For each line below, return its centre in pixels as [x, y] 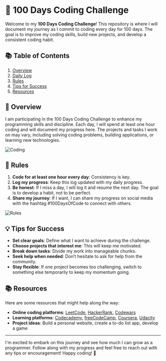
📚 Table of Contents [38, 56]
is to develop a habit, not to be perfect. [52, 193]
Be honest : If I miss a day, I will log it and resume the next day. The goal [85, 187]
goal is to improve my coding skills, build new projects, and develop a [76, 34]
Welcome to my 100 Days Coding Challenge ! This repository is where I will [82, 24]
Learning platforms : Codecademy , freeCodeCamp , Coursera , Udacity [84, 318]
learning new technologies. [33, 140]
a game [20, 328]
